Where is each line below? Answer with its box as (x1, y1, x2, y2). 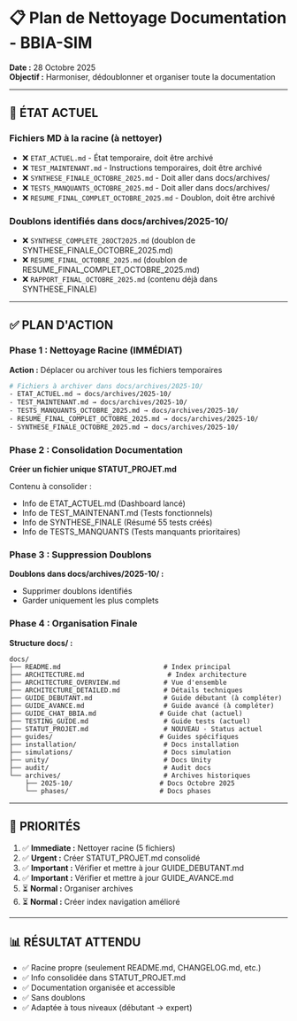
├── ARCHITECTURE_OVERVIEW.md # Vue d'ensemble (9, 678, 227, 687)
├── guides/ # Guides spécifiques (9, 732, 240, 741)
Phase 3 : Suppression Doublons (9, 549, 152, 561)
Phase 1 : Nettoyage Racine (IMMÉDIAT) (9, 344, 183, 356)
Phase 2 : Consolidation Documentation (9, 443, 184, 456)
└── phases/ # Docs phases (25, 786, 212, 795)
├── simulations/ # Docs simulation (9, 747, 232, 757)
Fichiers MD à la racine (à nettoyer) (9, 132, 163, 144)
